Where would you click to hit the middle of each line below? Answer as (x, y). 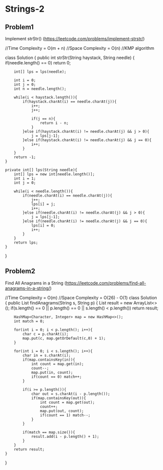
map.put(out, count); (62, 411)
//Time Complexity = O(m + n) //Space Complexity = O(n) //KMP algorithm (80, 48)
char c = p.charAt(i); (46, 334)
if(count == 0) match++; (56, 377)
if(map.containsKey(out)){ (59, 398)
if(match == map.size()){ (49, 432)
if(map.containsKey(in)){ (49, 360)
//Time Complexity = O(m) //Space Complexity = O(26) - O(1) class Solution (81, 297)
